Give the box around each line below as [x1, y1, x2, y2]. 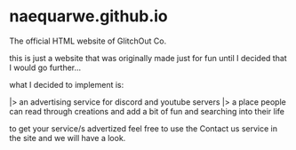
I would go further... [9, 62, 82, 73]
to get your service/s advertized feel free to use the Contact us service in [9, 122, 278, 134]
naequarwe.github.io [9, 6, 169, 27]
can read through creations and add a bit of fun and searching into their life [9, 106, 284, 116]
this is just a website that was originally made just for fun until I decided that [9, 52, 287, 63]
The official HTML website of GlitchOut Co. [9, 36, 167, 46]
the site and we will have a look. [9, 132, 126, 143]
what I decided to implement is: [9, 79, 124, 90]
